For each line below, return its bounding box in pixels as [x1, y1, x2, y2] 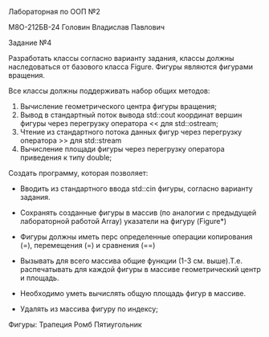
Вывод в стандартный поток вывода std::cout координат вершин [19, 110, 243, 120]
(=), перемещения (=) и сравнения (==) [19, 241, 156, 250]
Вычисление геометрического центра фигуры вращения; [19, 102, 217, 111]
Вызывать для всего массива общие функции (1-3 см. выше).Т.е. [19, 256, 243, 266]
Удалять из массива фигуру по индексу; [19, 304, 159, 314]
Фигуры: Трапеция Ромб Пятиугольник [8, 320, 142, 329]
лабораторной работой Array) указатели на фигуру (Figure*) [19, 217, 227, 225]
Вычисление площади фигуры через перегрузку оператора [19, 144, 225, 153]
